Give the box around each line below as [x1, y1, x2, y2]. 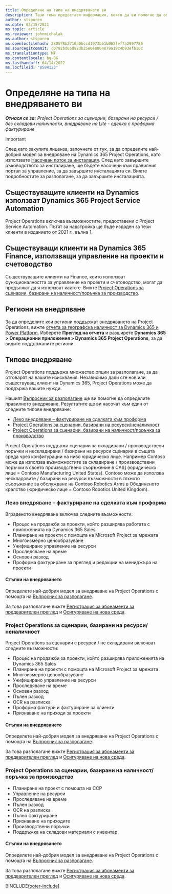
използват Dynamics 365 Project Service [5, 196, 141, 205]
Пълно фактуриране [12, 812, 57, 818]
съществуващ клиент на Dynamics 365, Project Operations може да [5, 380, 152, 386]
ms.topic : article [5, 27, 45, 32]
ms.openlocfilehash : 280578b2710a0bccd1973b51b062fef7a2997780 [5, 41, 143, 46]
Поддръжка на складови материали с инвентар [12, 829, 118, 835]
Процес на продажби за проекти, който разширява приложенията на [12, 655, 165, 661]
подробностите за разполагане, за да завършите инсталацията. [5, 173, 145, 180]
